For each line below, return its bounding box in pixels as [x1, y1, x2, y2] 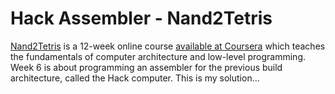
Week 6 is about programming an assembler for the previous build [10, 61, 283, 73]
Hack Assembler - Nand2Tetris [10, 7, 273, 30]
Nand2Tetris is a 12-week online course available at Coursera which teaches [10, 40, 326, 52]
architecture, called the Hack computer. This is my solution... [10, 72, 260, 84]
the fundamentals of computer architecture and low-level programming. [10, 50, 307, 62]
